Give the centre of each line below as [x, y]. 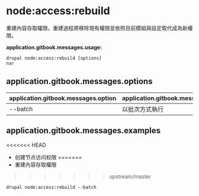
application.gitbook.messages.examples [84, 131]
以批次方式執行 [143, 109]
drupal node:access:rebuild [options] [54, 58]
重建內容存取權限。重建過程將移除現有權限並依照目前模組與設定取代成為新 [97, 28]
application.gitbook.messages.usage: [54, 47]
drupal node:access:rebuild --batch [51, 187]
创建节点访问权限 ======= [48, 157]
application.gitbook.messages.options [79, 81]
